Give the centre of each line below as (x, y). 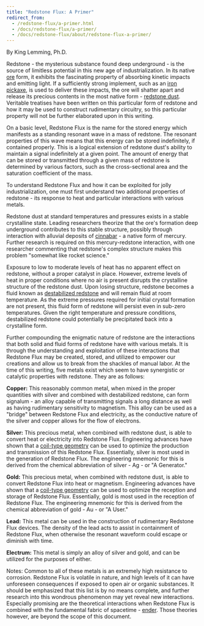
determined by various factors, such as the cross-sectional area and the (97, 167)
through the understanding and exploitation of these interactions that (93, 351)
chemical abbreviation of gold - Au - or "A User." (67, 510)
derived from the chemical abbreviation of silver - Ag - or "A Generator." (97, 465)
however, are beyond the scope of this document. (69, 617)
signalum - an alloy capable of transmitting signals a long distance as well (99, 402)
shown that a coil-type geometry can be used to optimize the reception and (101, 490)
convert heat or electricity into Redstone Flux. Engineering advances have (99, 439)
